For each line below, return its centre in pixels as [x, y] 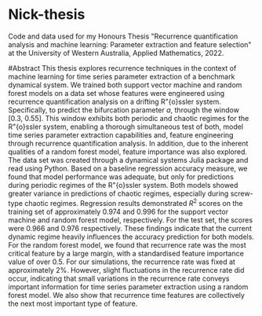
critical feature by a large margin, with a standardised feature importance [126, 253]
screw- [242, 193]
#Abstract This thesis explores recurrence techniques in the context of [122, 68]
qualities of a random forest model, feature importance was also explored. [128, 152]
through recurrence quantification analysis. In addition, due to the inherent [128, 143]
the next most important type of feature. [73, 303]
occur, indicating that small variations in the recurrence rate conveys [119, 278]
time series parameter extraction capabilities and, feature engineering [121, 134]
